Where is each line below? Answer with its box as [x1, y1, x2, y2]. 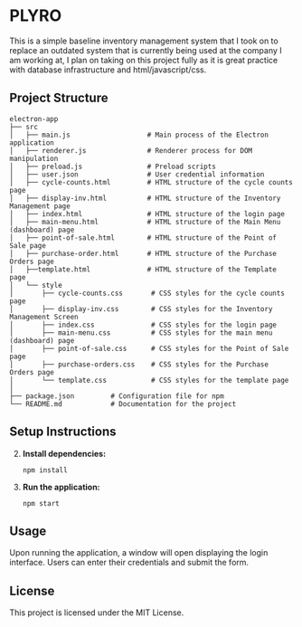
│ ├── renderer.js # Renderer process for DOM [9, 146, 253, 155]
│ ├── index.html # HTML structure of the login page [9, 209, 285, 218]
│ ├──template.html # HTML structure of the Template [9, 264, 278, 274]
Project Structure [9, 90, 109, 106]
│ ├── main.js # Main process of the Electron [9, 130, 269, 139]
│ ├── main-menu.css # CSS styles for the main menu [9, 328, 273, 337]
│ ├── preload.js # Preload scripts [9, 162, 217, 171]
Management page [9, 201, 71, 211]
